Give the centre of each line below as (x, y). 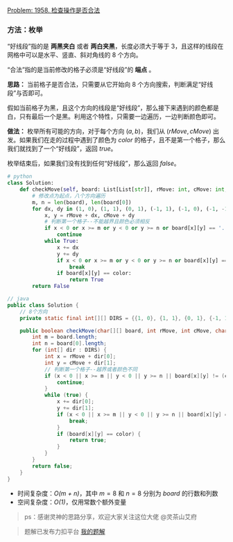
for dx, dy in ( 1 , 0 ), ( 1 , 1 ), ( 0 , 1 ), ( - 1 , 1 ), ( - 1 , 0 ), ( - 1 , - (129, 209)
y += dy (68, 254)
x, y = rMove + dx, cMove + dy (89, 215)
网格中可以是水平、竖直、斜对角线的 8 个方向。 (75, 55)
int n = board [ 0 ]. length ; (70, 344)
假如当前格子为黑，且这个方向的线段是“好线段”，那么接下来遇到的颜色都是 (113, 108)
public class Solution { (43, 305)
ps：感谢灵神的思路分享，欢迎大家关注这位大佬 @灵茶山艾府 (111, 516)
